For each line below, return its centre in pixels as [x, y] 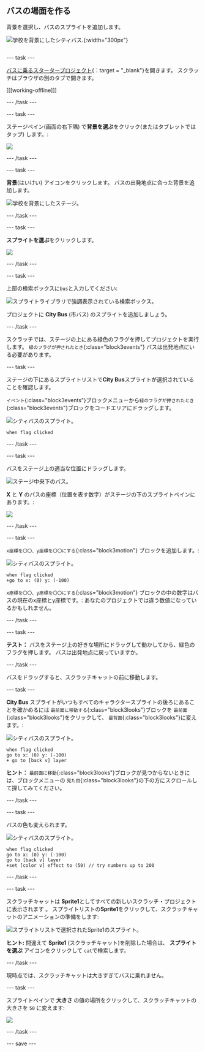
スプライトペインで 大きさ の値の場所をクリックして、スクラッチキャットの [102, 1000]
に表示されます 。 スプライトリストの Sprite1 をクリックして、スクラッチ [97, 909]
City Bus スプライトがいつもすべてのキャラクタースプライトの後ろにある [98, 702]
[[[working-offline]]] [32, 90]
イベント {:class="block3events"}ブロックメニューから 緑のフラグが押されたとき [100, 400]
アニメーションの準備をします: [61, 917]
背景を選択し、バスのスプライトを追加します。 [65, 27]
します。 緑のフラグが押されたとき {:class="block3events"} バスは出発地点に [98, 347]
